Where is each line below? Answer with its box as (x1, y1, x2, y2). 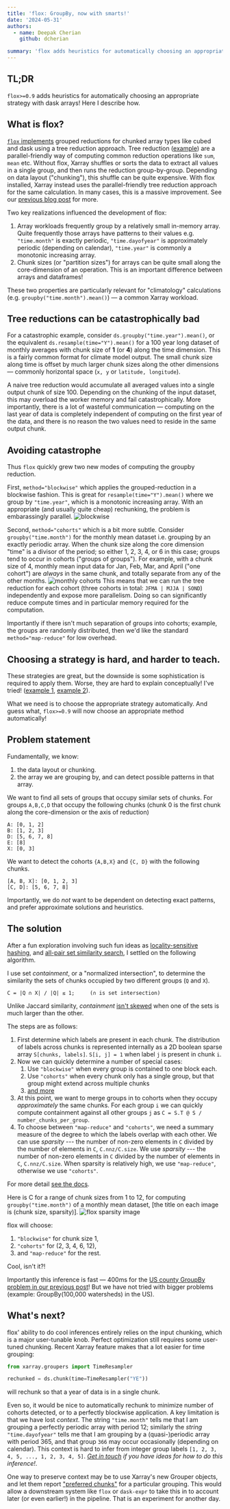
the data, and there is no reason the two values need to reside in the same (7, 418, 217, 426)
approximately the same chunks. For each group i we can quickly (16, 1101, 203, 1109)
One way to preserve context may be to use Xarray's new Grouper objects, (7, 1473, 218, 1481)
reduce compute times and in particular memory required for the (7, 599, 189, 607)
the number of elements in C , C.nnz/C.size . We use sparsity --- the (16, 1144, 207, 1152)
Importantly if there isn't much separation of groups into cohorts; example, (7, 619, 218, 627)
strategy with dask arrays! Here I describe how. (7, 99, 140, 107)
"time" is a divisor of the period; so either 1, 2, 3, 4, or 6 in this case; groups (7, 548, 220, 556)
